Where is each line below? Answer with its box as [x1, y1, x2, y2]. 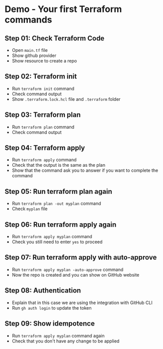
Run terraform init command [11, 85, 75, 91]
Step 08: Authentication [4, 286, 81, 295]
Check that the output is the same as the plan [11, 162, 106, 168]
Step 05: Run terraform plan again [4, 187, 113, 196]
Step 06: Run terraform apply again [4, 220, 117, 229]
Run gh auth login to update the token [11, 305, 92, 311]
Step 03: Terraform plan [4, 111, 81, 119]
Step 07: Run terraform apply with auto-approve [4, 253, 157, 262]
